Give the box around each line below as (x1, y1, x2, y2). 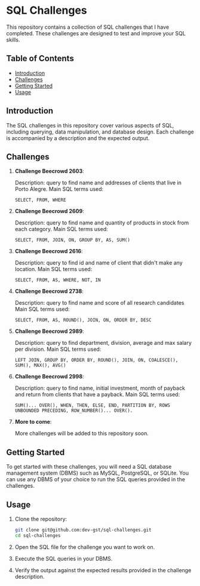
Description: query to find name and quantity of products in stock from (14, 219, 189, 226)
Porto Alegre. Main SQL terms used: (14, 186, 104, 193)
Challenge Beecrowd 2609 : (14, 208, 85, 215)
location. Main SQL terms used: (14, 266, 93, 273)
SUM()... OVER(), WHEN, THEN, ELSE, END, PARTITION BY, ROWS (14, 402, 171, 409)
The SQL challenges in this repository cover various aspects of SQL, (6, 122, 174, 129)
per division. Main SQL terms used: (14, 345, 101, 353)
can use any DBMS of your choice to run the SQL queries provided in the (6, 476, 185, 483)
